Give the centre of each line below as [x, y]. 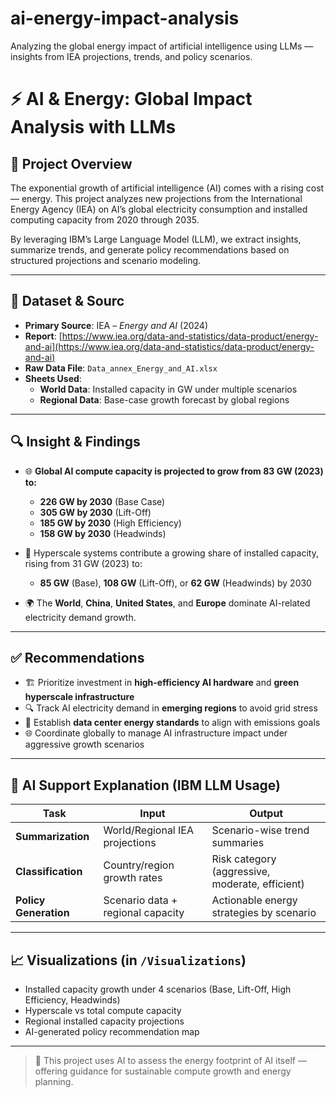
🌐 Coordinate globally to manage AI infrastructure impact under [156, 733]
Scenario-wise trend [260, 830]
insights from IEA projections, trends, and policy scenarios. [131, 56]
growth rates [133, 878]
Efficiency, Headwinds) [72, 1000]
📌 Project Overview [71, 163]
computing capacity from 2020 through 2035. [105, 219]
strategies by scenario [264, 913]
